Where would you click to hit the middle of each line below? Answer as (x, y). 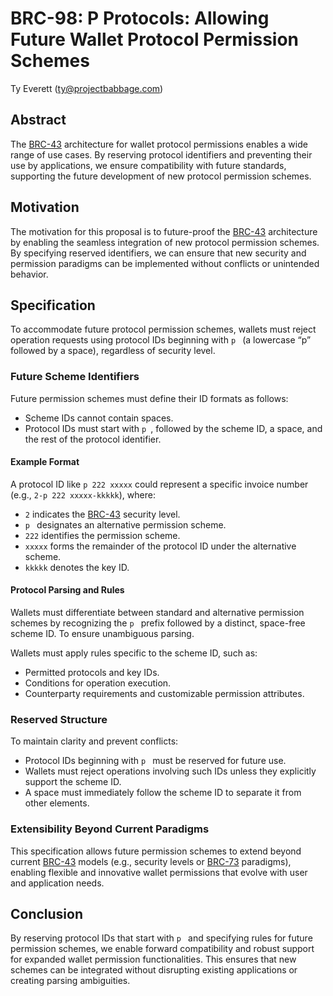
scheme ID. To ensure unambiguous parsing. (102, 634)
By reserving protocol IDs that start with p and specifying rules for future (161, 938)
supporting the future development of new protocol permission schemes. (161, 176)
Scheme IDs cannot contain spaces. (99, 418)
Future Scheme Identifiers (75, 377)
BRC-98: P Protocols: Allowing (140, 18)
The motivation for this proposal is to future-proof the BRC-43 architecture (164, 231)
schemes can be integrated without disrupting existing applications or (154, 970)
